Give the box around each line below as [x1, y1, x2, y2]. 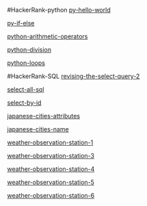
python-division [7, 46, 52, 53]
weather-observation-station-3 [7, 152, 94, 159]
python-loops [7, 59, 46, 67]
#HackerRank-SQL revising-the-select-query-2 [7, 72, 140, 80]
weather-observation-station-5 [7, 178, 94, 186]
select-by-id [7, 99, 42, 107]
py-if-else [7, 19, 35, 27]
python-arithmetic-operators [7, 32, 88, 40]
